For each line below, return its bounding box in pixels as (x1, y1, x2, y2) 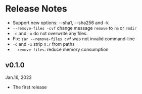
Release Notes (5, 3, 67, 15)
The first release (12, 84, 47, 90)
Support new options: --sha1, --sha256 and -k (12, 20, 109, 26)
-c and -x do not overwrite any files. (12, 30, 88, 36)
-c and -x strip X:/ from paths (12, 41, 75, 47)
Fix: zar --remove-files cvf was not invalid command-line (12, 36, 135, 42)
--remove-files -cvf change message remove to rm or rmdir (12, 25, 137, 31)
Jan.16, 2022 (5, 74, 32, 80)
